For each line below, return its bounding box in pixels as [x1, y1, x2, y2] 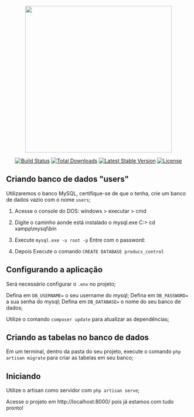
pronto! [6, 405, 24, 412]
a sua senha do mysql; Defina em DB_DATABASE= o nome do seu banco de [6, 298, 181, 305]
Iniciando [6, 371, 41, 381]
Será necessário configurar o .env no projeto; [6, 280, 116, 287]
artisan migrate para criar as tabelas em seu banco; [6, 354, 134, 361]
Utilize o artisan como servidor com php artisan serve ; [6, 387, 139, 394]
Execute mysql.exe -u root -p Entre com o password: [14, 236, 145, 243]
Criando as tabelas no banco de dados [6, 333, 149, 343]
